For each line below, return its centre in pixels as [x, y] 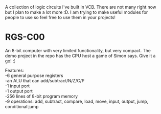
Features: [15, 70]
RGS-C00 [25, 37]
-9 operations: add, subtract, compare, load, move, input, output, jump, [77, 101]
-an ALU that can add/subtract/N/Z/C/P [45, 80]
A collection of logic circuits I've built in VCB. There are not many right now [81, 7]
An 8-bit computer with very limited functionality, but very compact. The [78, 50]
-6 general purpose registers [34, 76]
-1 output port [19, 91]
